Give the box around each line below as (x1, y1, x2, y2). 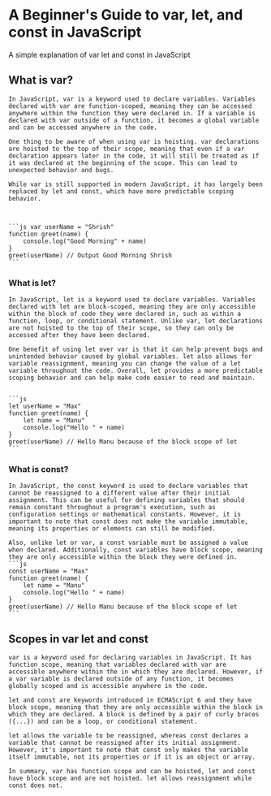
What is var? (8, 73, 74, 87)
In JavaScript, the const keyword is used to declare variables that (8, 482, 249, 491)
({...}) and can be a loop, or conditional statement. (8, 717, 198, 726)
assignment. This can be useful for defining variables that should (8, 496, 245, 504)
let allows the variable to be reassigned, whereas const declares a (8, 732, 249, 740)
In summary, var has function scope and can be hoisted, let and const (8, 768, 256, 776)
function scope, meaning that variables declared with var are (8, 660, 227, 669)
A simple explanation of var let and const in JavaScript (8, 50, 191, 59)
